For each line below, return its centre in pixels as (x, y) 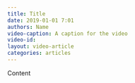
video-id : (22, 40)
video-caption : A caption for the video (68, 33)
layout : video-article (41, 46)
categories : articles (39, 53)
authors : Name (28, 27)
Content (19, 73)
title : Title (27, 14)
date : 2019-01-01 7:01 (41, 20)
